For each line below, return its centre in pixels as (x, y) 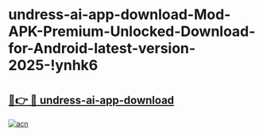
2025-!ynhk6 (53, 66)
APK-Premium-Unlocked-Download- (132, 31)
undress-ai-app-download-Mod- (120, 15)
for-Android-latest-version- (102, 49)
